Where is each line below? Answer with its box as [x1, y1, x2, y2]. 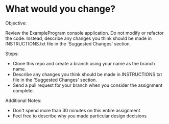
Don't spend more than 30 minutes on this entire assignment [12, 107, 140, 113]
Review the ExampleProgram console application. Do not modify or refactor [5, 30, 164, 36]
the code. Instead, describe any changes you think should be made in [5, 35, 152, 41]
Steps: [5, 51, 19, 57]
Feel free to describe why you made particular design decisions [12, 113, 147, 119]
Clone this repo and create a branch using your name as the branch [12, 60, 155, 66]
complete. [12, 87, 34, 93]
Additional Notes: [5, 97, 42, 104]
